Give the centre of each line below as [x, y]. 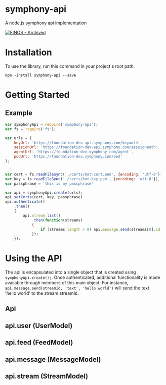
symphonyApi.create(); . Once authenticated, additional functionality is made [83, 277]
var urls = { [19, 138]
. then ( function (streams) [57, 220]
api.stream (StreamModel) [47, 376]
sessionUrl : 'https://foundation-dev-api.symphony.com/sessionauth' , [87, 147]
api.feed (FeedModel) [39, 343]
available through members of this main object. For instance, [67, 283]
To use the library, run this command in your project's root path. [70, 66]
